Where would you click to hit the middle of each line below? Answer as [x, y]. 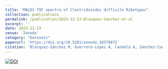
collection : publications [32, 14]
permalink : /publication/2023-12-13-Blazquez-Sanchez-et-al [69, 19]
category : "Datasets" [28, 38]
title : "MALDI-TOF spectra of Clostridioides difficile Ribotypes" [77, 10]
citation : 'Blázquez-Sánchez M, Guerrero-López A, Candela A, [71, 47]
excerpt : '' [17, 24]
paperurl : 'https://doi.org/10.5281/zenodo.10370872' [62, 42]
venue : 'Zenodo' [22, 33]
